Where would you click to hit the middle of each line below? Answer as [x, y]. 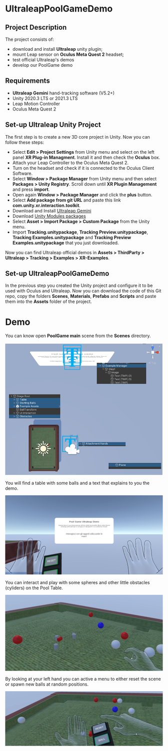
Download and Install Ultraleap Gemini [52, 210]
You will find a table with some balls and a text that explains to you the [77, 483]
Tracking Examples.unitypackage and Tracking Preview [72, 237]
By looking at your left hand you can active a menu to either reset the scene [83, 679]
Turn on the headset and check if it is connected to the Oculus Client [83, 168]
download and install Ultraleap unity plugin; [57, 49]
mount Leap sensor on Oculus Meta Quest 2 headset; [68, 54]
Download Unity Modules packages [49, 216]
